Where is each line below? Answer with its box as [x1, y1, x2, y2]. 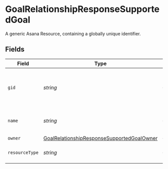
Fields [5, 45, 25, 53]
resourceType [7, 149, 39, 155]
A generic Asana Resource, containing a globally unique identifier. [5, 30, 141, 36]
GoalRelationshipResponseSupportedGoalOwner [43, 134, 158, 141]
